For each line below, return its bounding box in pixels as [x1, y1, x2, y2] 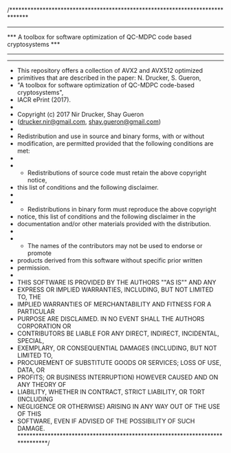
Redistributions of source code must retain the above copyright [27, 168, 207, 177]
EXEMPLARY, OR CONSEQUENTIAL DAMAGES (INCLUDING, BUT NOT [16, 344, 218, 352]
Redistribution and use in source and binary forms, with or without [16, 132, 205, 140]
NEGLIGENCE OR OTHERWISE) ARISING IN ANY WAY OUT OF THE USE [16, 402, 221, 410]
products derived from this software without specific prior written [16, 256, 203, 264]
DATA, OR [16, 366, 45, 374]
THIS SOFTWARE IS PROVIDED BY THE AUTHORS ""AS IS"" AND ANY [16, 278, 217, 286]
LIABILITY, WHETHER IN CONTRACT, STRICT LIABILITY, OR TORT [16, 388, 206, 396]
